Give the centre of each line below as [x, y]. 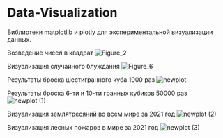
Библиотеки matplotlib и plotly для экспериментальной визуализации [110, 32]
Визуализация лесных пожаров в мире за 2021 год [83, 127]
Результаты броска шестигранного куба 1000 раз [81, 79]
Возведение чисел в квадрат [51, 53]
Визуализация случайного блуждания [64, 66]
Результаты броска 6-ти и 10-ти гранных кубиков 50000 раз [97, 93]
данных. [19, 39]
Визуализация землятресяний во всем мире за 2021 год [91, 114]
